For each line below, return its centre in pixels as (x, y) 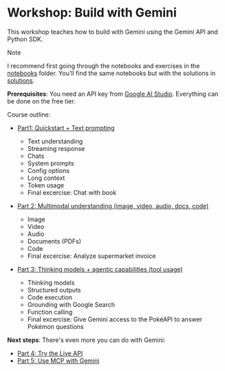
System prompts (51, 163)
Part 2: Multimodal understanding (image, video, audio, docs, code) (113, 205)
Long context (46, 178)
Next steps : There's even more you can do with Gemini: (86, 340)
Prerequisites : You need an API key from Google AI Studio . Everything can (113, 94)
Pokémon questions (55, 326)
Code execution (50, 297)
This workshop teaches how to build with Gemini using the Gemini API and (112, 32)
